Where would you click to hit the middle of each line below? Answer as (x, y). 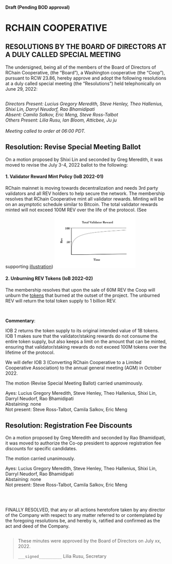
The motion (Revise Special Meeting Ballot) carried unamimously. (74, 383)
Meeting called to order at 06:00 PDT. (45, 131)
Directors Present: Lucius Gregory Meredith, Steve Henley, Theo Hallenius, (84, 104)
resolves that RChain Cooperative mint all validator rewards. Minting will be (84, 199)
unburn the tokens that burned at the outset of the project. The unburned (83, 295)
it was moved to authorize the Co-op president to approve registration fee (83, 443)
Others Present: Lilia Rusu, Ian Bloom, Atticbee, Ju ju (61, 120)
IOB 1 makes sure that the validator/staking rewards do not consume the (81, 336)
